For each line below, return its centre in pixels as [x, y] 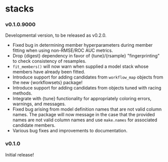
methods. [22, 93]
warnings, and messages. [39, 104]
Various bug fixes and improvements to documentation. [70, 131]
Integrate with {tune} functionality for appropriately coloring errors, [82, 99]
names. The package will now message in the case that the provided [83, 115]
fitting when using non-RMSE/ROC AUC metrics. [63, 50]
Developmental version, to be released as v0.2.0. [56, 35]
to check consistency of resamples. [49, 61]
